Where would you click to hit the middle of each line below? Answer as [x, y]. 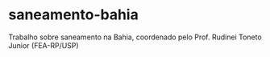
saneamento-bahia [73, 15]
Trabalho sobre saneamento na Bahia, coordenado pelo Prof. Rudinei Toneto [135, 37]
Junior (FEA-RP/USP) [44, 45]
